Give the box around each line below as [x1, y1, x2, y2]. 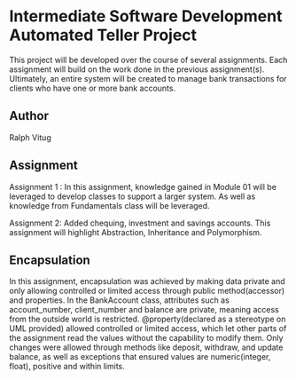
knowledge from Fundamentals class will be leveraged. [9, 200, 210, 210]
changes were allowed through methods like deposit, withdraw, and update [9, 342, 284, 352]
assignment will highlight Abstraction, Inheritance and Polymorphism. [9, 226, 262, 237]
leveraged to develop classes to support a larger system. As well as [9, 191, 256, 202]
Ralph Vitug [9, 131, 51, 143]
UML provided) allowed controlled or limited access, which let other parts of [9, 323, 287, 334]
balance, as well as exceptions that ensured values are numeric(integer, [9, 352, 271, 362]
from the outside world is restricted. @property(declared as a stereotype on [9, 313, 286, 325]
